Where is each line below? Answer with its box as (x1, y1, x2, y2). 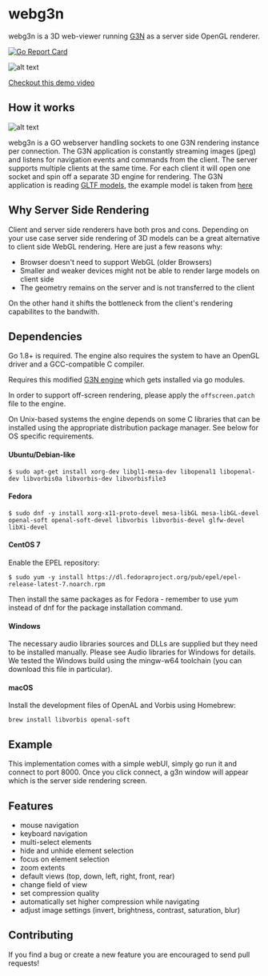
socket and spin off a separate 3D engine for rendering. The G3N (8, 171, 223, 181)
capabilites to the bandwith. (8, 306, 100, 316)
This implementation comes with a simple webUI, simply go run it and (8, 759, 238, 769)
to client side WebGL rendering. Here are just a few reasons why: (8, 242, 223, 251)
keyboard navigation (19, 829, 88, 838)
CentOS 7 (8, 540, 41, 550)
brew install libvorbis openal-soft (8, 716, 130, 724)
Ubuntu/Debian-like (8, 450, 76, 459)
